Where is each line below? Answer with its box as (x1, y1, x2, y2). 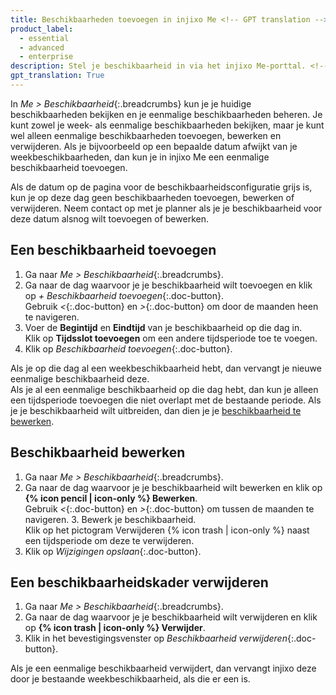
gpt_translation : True (10, 71, 105, 81)
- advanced (19, 42, 65, 53)
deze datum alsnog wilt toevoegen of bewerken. (10, 212, 209, 225)
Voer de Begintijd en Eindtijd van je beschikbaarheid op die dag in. (24, 321, 303, 333)
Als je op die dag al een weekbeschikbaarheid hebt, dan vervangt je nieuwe (10, 362, 322, 374)
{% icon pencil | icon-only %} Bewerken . (24, 492, 198, 504)
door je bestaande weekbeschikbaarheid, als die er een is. (10, 673, 251, 685)
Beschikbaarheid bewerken (10, 444, 186, 461)
